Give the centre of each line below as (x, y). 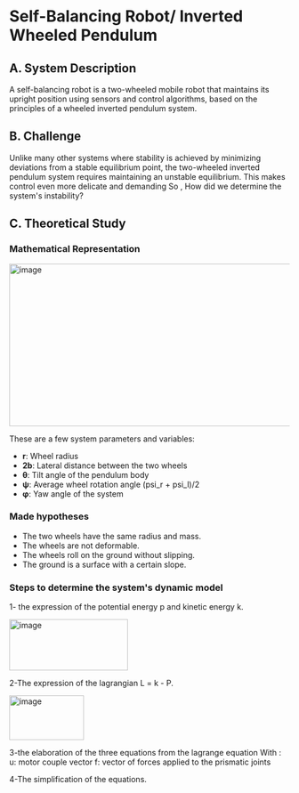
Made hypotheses (49, 516)
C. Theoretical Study (68, 224)
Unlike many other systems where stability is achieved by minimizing (135, 158)
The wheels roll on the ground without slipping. (109, 554)
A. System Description (73, 68)
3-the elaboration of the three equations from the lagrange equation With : (145, 753)
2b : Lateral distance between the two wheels (105, 465)
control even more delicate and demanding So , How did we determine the (145, 186)
